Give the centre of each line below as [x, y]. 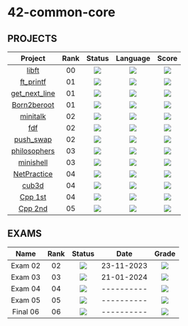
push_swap [33, 139]
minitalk [33, 116]
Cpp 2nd [33, 208]
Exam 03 [26, 277]
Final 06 [26, 311]
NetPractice [33, 174]
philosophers [33, 151]
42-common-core [61, 12]
